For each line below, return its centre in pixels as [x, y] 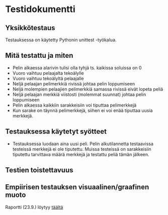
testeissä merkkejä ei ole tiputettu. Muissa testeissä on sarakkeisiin [82, 149]
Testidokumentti [40, 9]
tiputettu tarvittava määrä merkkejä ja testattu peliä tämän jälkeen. [81, 154]
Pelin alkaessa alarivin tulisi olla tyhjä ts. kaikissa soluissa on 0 [77, 68]
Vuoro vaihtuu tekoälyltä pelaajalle [48, 78]
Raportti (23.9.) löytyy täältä [34, 207]
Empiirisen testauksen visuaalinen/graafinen [77, 187]
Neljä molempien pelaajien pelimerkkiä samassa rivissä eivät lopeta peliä [88, 89]
